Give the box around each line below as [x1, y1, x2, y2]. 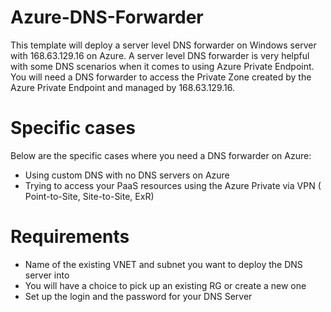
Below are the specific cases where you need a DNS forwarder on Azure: [10, 149, 312, 161]
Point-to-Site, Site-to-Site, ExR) [24, 190, 155, 202]
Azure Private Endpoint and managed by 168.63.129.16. [10, 81, 235, 93]
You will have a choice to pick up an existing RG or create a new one [24, 279, 307, 291]
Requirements [10, 226, 130, 248]
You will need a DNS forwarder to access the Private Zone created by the [10, 71, 312, 83]
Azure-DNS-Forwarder [10, 6, 204, 29]
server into [24, 269, 70, 281]
